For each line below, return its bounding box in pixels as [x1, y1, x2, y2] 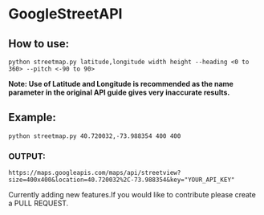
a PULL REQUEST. [8, 198, 69, 209]
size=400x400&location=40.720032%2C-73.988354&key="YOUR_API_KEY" [8, 176, 235, 185]
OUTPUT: [8, 150, 46, 161]
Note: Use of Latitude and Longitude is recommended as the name [8, 79, 234, 88]
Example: [8, 111, 56, 124]
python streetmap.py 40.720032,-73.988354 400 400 [8, 132, 181, 140]
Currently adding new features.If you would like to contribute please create [8, 190, 257, 200]
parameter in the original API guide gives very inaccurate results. [8, 87, 230, 97]
